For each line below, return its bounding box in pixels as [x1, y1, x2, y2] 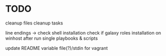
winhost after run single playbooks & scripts [5, 35, 98, 41]
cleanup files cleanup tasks [5, 20, 63, 26]
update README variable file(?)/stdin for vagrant [5, 45, 108, 51]
